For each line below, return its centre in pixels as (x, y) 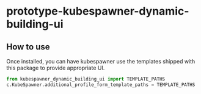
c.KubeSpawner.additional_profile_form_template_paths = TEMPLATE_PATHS (101, 85)
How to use (28, 47)
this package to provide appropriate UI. (56, 68)
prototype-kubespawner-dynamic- (98, 11)
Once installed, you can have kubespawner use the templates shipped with (101, 61)
